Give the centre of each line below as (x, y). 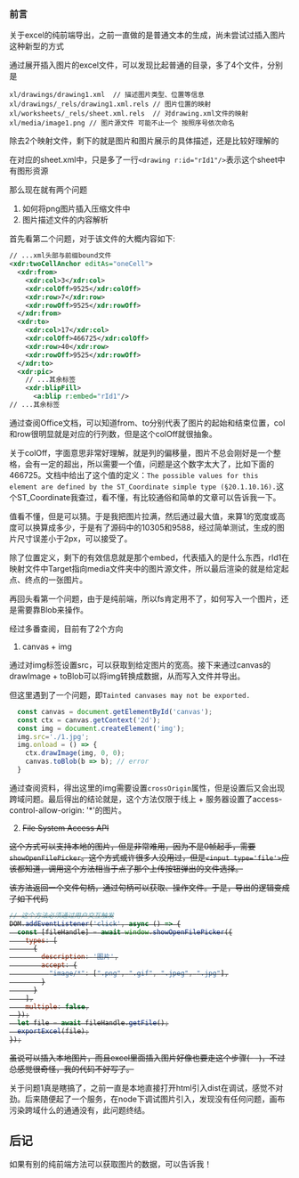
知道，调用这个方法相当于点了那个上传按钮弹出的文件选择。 (133, 868)
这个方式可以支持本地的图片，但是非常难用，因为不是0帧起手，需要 (133, 846)
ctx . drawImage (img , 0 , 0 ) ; (75, 753)
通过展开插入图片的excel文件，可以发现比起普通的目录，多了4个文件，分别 (146, 65)
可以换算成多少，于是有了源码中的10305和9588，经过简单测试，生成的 (147, 527)
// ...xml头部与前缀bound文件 (61, 256)
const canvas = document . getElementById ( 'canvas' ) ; (115, 711)
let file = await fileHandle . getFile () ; (93, 1023)
